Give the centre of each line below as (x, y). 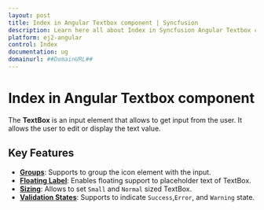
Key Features (41, 153)
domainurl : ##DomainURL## (50, 60)
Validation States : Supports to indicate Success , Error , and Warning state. (137, 197)
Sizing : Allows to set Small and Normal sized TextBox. (106, 189)
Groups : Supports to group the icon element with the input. (115, 172)
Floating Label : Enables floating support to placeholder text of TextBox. (135, 180)
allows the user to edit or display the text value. (84, 128)
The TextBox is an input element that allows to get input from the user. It (125, 120)
